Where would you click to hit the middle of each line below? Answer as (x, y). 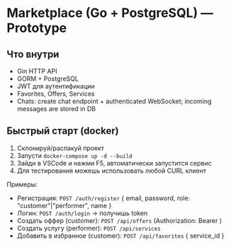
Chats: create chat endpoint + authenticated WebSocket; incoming (114, 101)
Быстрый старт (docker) (63, 131)
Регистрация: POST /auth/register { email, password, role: (103, 198)
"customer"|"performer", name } (64, 205)
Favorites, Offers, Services (56, 94)
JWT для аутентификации (56, 86)
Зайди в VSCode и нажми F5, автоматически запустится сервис (114, 163)
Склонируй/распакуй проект (60, 148)
